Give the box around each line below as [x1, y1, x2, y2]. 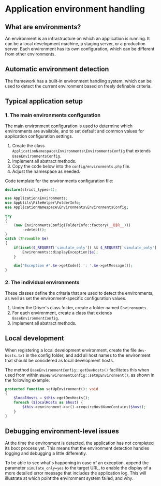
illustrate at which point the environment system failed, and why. [5, 475, 133, 481]
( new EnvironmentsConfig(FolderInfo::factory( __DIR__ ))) [14, 222, 131, 228]
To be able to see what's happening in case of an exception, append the [5, 460, 149, 466]
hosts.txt [5, 353, 25, 358]
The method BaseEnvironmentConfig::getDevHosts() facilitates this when [5, 367, 149, 372]
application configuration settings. [5, 133, 73, 139]
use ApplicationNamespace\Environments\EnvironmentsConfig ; [5, 205, 129, 210]
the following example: [5, 377, 50, 383]
